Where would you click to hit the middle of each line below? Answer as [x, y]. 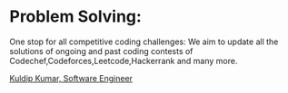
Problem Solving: [76, 17]
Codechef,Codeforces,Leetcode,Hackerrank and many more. [124, 60]
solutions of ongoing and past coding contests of [101, 51]
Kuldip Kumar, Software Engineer [71, 78]
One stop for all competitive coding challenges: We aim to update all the [144, 42]
